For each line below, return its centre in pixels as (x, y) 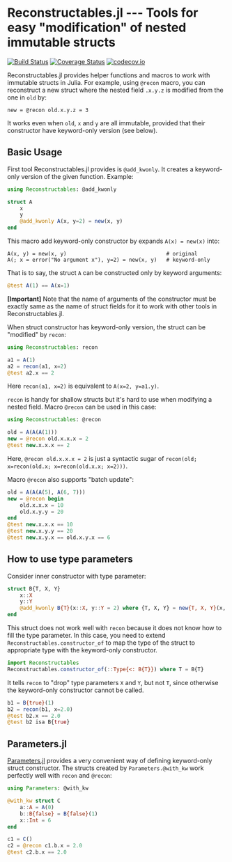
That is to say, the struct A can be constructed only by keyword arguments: (115, 273)
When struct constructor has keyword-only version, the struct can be (107, 327)
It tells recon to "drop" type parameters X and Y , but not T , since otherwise (113, 682)
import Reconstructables (43, 663)
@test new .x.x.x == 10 (40, 525)
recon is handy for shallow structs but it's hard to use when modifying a (110, 400)
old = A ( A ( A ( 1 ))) (32, 432)
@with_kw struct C (34, 801)
